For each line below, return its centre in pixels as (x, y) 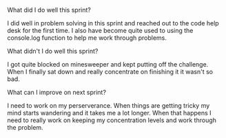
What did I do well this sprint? (49, 10)
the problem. (25, 127)
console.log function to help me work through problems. (87, 38)
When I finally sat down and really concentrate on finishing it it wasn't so (110, 72)
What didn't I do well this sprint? (53, 51)
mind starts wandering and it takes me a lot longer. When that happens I (109, 113)
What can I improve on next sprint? (57, 92)
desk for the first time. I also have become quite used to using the (100, 31)
